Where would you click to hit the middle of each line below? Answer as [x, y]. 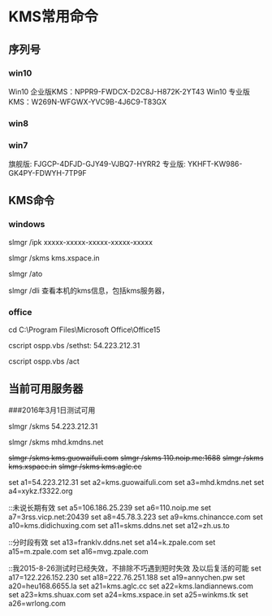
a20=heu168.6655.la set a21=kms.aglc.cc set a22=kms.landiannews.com [131, 586]
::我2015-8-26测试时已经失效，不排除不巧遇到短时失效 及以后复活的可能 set [135, 568]
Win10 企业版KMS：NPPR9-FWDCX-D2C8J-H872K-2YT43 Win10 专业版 [129, 91]
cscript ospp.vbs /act [44, 361]
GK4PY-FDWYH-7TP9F [47, 173]
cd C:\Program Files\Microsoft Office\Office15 [84, 330]
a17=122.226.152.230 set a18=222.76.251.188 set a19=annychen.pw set [127, 577]
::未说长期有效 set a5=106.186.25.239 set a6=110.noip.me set [110, 507]
